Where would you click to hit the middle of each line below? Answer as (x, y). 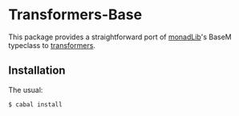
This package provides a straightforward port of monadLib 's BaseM (120, 37)
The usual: (26, 90)
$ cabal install (35, 104)
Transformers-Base (75, 15)
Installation (37, 71)
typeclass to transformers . (52, 45)
